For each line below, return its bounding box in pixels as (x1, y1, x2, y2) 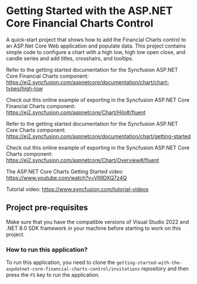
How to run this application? (6, 245, 88, 253)
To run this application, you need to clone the (6, 259, 116, 266)
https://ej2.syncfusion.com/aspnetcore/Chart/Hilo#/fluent (6, 109, 145, 116)
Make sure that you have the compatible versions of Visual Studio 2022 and (6, 218, 189, 225)
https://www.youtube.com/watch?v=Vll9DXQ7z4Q (6, 174, 127, 181)
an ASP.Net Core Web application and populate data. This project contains (6, 42, 186, 49)
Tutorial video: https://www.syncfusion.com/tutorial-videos (6, 185, 149, 192)
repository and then (141, 265, 189, 272)
